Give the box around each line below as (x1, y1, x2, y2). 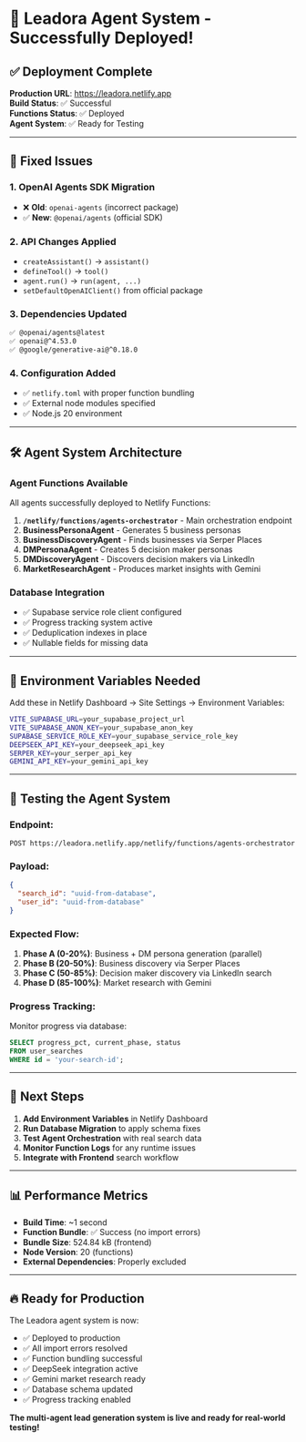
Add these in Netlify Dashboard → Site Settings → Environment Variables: (9, 697, 285, 708)
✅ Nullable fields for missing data (22, 638, 148, 649)
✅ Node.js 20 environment (22, 408, 123, 419)
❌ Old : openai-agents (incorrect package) (22, 201, 179, 212)
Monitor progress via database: (9, 1020, 127, 1032)
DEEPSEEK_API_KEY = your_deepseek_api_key (9, 740, 166, 750)
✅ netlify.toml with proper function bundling (22, 387, 195, 399)
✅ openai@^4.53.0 (9, 337, 77, 346)
